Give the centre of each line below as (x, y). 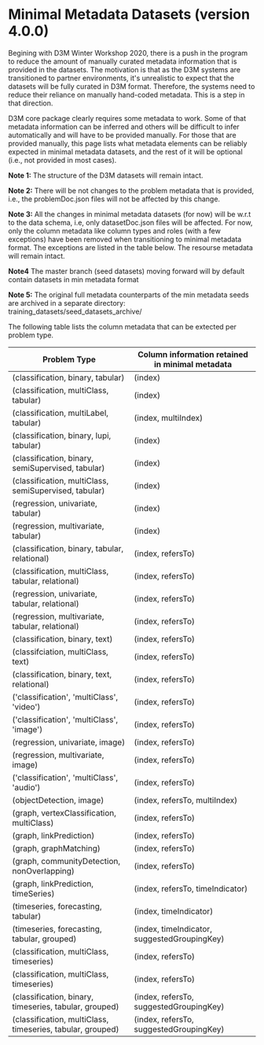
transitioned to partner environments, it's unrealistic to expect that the (121, 78)
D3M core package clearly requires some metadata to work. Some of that (127, 118)
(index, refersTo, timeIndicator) (191, 889)
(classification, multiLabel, (60, 413)
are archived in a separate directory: (67, 303)
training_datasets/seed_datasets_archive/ (75, 311)
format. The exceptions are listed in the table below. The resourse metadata (131, 247)
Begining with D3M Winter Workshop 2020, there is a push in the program (128, 53)
